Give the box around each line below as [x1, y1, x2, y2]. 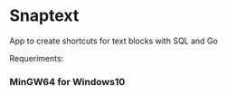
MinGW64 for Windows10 [9, 75, 126, 88]
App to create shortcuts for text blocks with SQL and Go [9, 35, 219, 46]
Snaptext [9, 5, 80, 26]
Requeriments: [9, 52, 64, 63]
